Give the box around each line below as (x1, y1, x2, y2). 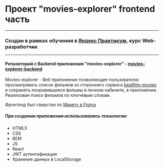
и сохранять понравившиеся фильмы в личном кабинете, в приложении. (5, 87, 158, 93)
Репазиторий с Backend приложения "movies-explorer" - (5, 61, 127, 66)
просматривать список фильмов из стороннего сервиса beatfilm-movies (5, 82, 157, 88)
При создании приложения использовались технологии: (5, 113, 128, 119)
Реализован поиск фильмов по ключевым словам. (5, 92, 111, 98)
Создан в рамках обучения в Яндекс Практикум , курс (5, 37, 142, 44)
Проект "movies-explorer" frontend (5, 3, 155, 15)
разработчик (5, 43, 38, 50)
